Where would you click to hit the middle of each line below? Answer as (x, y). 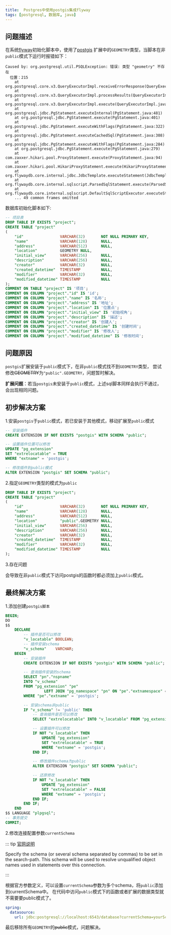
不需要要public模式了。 (30, 898)
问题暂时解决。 (102, 373)
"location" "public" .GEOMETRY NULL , (64, 521)
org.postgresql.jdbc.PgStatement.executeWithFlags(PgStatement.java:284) (85, 145)
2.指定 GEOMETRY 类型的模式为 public (41, 483)
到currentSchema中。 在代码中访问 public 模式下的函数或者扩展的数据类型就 (85, 891)
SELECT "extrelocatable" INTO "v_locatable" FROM (86, 719)
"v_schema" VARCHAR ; (49, 649)
